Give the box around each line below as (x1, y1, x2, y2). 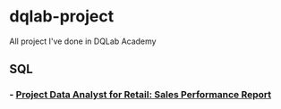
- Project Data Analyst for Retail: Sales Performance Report (9, 88, 272, 101)
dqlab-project (9, 6, 115, 27)
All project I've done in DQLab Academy (9, 36, 157, 46)
